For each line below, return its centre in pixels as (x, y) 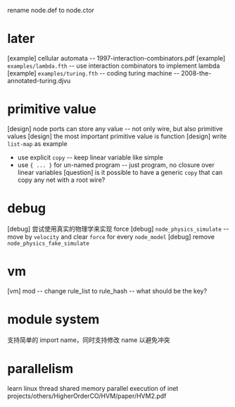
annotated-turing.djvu (39, 80)
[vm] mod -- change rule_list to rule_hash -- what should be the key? (107, 291)
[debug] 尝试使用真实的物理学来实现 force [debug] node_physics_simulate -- (118, 229)
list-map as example (38, 143)
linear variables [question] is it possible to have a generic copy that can (120, 172)
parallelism (40, 369)
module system (53, 319)
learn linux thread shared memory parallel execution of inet (93, 388)
